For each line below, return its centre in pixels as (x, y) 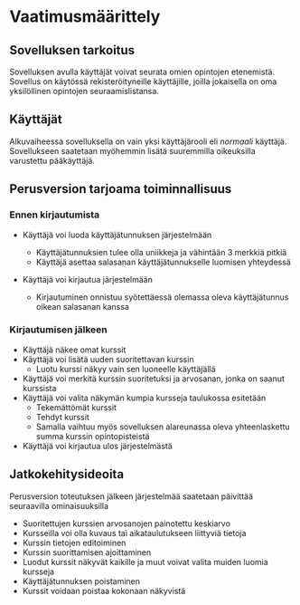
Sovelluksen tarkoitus (72, 50)
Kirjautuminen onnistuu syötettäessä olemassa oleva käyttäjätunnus (162, 297)
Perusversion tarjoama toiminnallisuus (121, 189)
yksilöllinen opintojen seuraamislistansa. (84, 91)
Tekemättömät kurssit (76, 407)
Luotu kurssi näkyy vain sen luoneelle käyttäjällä (126, 369)
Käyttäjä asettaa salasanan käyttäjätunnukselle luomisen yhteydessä (163, 262)
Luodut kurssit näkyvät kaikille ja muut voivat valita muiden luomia (145, 562)
